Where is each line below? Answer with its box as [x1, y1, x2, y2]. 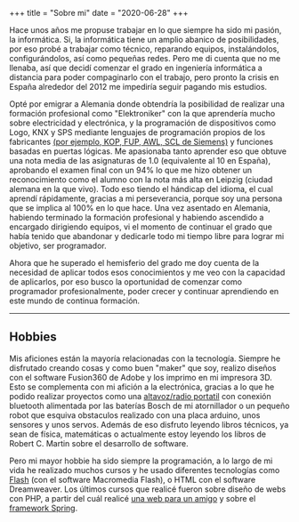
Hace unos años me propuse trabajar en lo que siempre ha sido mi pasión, [9, 25, 282, 35]
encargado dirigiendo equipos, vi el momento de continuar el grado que [9, 221, 273, 232]
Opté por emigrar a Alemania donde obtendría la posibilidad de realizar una [9, 99, 285, 109]
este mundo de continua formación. [9, 295, 141, 306]
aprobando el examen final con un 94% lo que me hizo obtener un [9, 165, 252, 175]
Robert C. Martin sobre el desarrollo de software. [9, 438, 189, 448]
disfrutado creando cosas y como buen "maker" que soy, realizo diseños [9, 362, 277, 373]
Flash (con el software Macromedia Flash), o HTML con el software [9, 474, 256, 485]
